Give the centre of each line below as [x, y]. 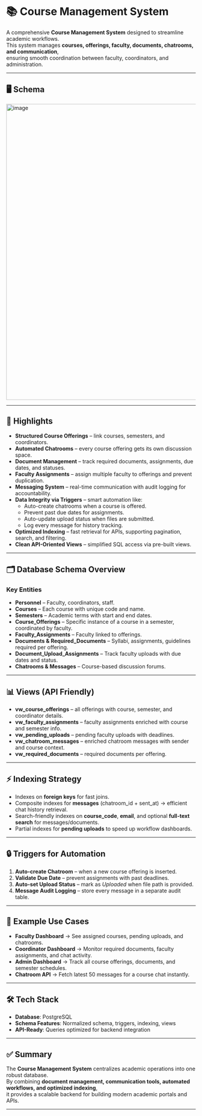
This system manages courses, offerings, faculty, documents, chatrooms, [100, 45]
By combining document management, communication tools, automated [98, 1082]
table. [22, 897]
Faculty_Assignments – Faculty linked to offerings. [78, 635]
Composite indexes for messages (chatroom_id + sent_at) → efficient [101, 803]
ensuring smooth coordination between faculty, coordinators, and [87, 58]
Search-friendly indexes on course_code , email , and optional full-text [102, 816]
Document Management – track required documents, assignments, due [104, 461]
